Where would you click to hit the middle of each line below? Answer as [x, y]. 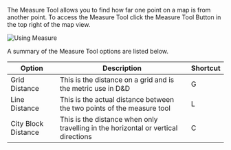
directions [76, 137]
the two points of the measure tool [115, 108]
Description [122, 68]
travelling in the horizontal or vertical [119, 128]
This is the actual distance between [117, 99]
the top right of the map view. [49, 24]
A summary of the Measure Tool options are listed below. [88, 51]
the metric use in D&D [95, 88]
